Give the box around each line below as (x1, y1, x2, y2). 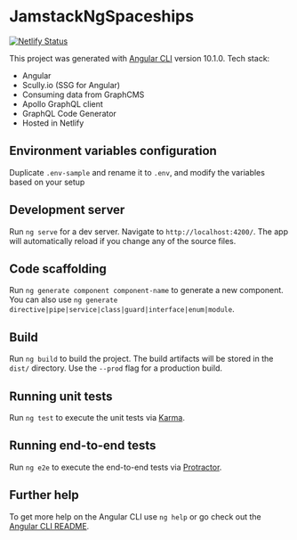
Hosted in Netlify (21, 118, 84, 128)
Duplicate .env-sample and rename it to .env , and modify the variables (9, 167, 265, 177)
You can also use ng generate (9, 294, 118, 305)
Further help (9, 487, 80, 503)
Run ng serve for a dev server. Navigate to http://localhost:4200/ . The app (9, 225, 289, 237)
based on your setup (9, 176, 85, 187)
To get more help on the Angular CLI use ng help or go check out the (9, 511, 261, 522)
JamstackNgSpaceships (9, 6, 194, 27)
